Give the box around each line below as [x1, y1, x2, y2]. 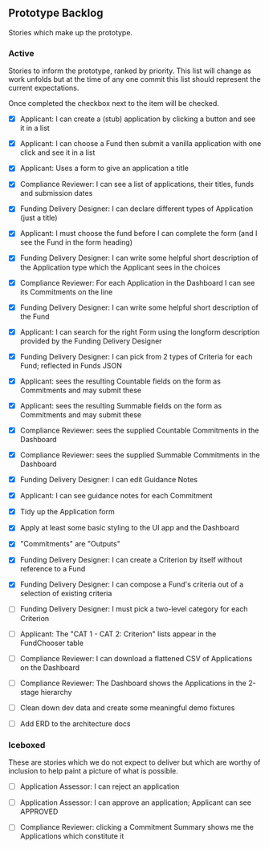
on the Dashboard [19, 662, 80, 672]
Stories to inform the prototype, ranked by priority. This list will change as [8, 66, 251, 75]
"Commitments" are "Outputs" [19, 539, 120, 549]
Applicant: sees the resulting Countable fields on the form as [19, 376, 221, 386]
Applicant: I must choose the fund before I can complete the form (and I [19, 229, 258, 238]
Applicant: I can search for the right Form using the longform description [19, 327, 260, 336]
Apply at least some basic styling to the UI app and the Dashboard [19, 523, 239, 533]
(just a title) [19, 213, 58, 223]
